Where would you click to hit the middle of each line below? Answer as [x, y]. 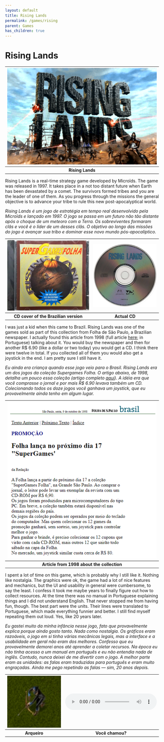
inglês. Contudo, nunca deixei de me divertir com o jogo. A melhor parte [78, 657]
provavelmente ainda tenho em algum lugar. [50, 393]
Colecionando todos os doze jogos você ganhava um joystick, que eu [75, 389]
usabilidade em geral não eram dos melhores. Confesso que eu [69, 641]
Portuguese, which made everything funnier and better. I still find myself [78, 611]
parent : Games [20, 26]
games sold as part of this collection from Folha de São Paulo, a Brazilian [78, 332]
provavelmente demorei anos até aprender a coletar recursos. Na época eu [81, 647]
